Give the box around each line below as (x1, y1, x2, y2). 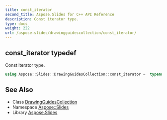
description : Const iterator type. (5, 16, 79, 21)
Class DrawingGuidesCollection (12, 99, 78, 105)
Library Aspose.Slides (12, 109, 58, 115)
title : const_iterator (5, 7, 52, 12)
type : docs (5, 21, 28, 26)
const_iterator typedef (5, 49, 77, 57)
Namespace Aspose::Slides (12, 104, 69, 110)
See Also (5, 86, 33, 94)
